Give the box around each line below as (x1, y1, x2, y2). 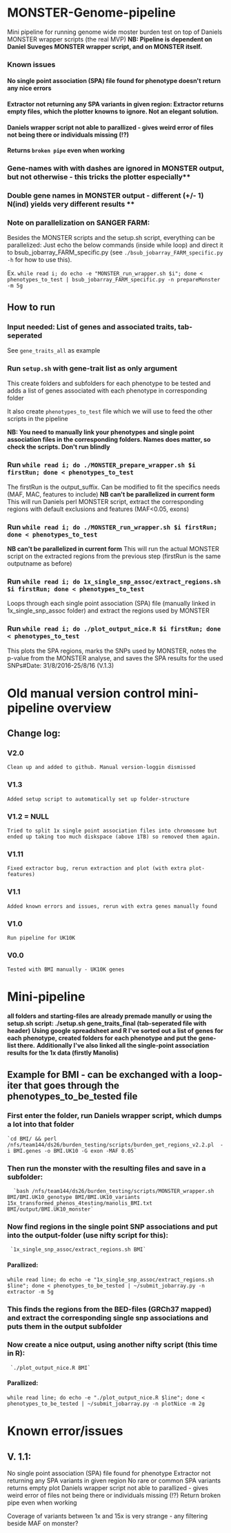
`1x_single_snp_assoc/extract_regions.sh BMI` (10, 1246, 147, 1253)
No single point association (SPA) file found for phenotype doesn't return (7, 77, 221, 85)
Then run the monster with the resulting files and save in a (7, 1163, 206, 1173)
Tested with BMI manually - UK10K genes (7, 966, 125, 973)
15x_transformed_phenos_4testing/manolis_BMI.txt (7, 1200, 153, 1207)
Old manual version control (7, 685, 165, 701)
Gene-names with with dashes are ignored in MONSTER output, (7, 164, 224, 174)
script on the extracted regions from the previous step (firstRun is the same (7, 552, 221, 560)
